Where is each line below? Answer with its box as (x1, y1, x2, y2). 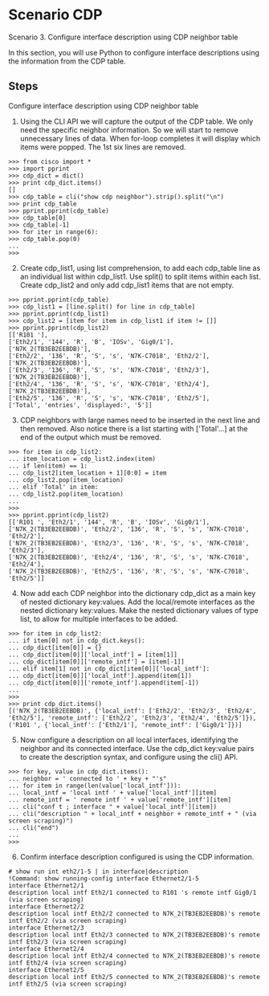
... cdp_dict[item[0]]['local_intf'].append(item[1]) (8, 671, 193, 680)
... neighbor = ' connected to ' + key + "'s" (8, 774, 167, 782)
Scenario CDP (8, 6, 103, 24)
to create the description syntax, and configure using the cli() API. (19, 752, 238, 761)
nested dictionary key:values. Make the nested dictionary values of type (19, 605, 259, 615)
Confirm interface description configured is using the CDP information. (19, 851, 255, 861)
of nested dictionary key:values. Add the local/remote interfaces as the (19, 597, 255, 606)
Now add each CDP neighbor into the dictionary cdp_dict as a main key (19, 588, 256, 598)
